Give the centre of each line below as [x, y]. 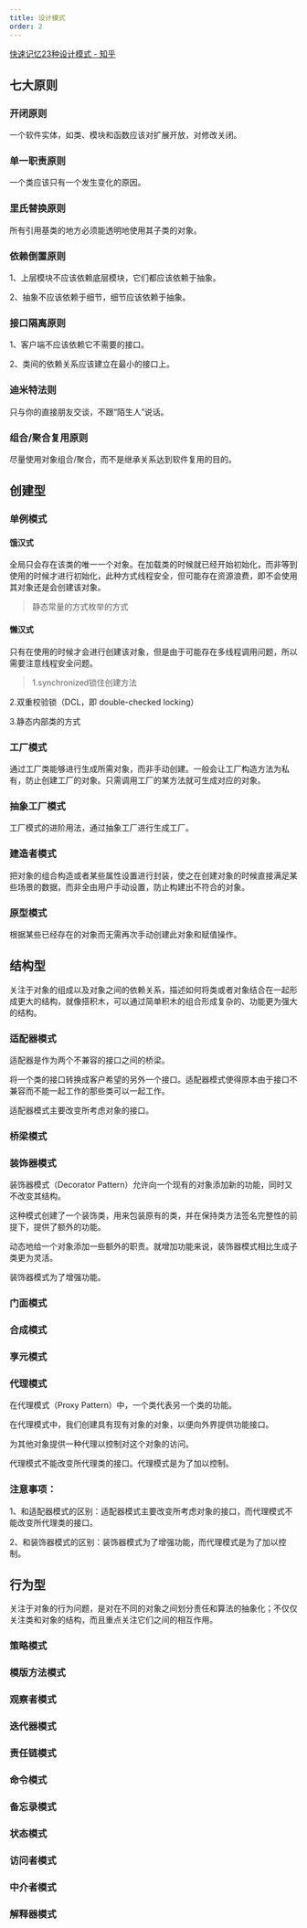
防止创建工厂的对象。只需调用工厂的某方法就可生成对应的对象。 [145, 780]
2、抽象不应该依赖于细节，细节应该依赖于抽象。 [100, 297]
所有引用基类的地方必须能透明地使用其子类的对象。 [106, 230]
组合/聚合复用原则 [49, 438]
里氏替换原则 [38, 208]
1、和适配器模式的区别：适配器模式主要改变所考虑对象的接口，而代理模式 [147, 1511]
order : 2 [26, 26]
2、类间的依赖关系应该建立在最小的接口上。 [92, 364]
